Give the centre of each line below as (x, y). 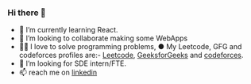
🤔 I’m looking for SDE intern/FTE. (72, 63)
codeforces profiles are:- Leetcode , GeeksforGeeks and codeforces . (131, 55)
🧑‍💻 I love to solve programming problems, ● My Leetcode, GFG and (130, 47)
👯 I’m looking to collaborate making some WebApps (103, 38)
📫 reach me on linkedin (58, 73)
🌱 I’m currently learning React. (68, 30)
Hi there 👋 (27, 13)
